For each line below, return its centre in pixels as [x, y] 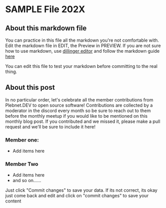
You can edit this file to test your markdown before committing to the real [81, 66]
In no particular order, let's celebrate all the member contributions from [79, 99]
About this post [30, 88]
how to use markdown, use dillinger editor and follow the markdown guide [82, 51]
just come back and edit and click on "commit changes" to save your [77, 196]
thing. [11, 72]
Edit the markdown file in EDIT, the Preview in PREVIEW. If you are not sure [83, 46]
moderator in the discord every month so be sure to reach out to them [78, 111]
